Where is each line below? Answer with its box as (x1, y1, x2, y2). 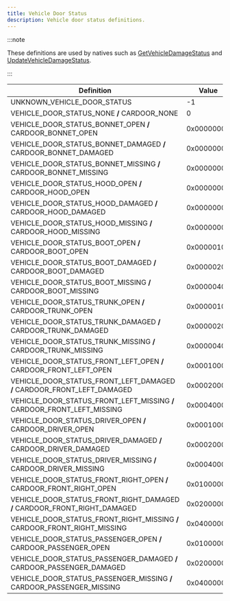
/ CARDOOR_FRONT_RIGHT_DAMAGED (10, 503, 137, 512)
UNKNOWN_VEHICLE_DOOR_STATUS (10, 97, 132, 106)
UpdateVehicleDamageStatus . (7, 56, 92, 64)
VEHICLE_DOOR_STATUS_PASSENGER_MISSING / (10, 574, 172, 583)
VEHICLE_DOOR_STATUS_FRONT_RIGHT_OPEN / (10, 475, 169, 484)
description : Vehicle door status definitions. (7, 16, 146, 23)
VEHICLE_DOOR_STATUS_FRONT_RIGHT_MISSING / (10, 514, 179, 524)
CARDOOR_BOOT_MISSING (10, 286, 99, 295)
